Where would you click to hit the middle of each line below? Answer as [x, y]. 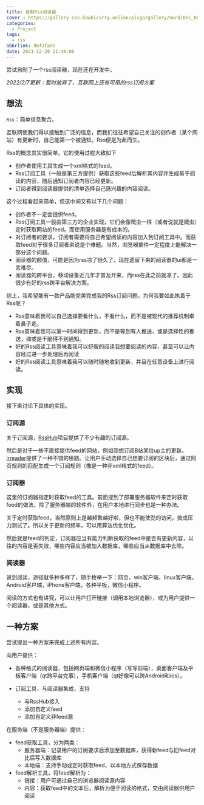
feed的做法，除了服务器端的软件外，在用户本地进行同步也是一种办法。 [94, 504]
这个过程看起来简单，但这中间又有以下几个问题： [67, 201]
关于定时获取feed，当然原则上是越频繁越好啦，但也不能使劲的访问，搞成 [97, 518]
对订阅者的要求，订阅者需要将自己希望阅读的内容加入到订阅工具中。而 [103, 237]
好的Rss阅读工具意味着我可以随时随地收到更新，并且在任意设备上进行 [102, 361]
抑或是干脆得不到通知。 [55, 338]
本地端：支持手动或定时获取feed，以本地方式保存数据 [91, 766]
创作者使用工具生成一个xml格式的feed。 [65, 165]
